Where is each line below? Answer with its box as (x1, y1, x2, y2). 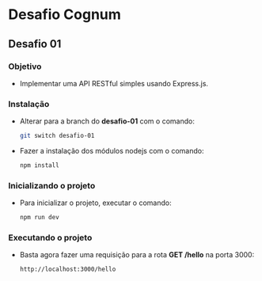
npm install (19, 161, 59, 169)
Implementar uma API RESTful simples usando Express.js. (19, 78, 208, 88)
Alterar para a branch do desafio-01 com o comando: (19, 116, 196, 126)
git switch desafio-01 (19, 132, 95, 140)
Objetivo (8, 61, 42, 72)
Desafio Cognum (8, 6, 121, 24)
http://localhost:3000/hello (19, 265, 116, 274)
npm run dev (19, 214, 59, 222)
